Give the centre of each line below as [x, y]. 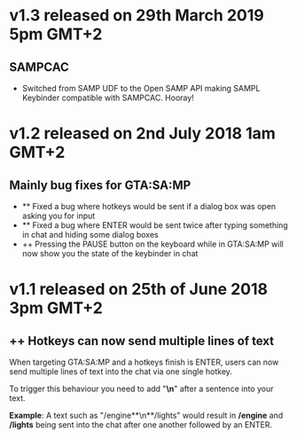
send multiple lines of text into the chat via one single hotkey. [121, 372]
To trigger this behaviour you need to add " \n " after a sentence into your [141, 388]
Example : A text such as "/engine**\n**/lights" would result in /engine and [146, 415]
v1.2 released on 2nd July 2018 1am [143, 133]
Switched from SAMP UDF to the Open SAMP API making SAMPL [141, 88]
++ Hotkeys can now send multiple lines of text [142, 341]
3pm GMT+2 [56, 308]
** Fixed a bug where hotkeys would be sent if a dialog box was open [149, 206]
